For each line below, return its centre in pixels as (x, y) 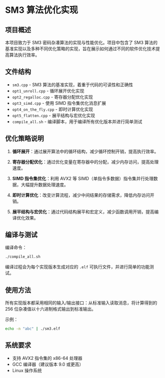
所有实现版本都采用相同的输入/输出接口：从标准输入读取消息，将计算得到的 (81, 303)
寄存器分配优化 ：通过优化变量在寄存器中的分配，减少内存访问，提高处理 (85, 162)
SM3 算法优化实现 (42, 10)
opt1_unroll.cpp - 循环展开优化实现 (48, 91)
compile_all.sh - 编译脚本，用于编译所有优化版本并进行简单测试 (77, 122)
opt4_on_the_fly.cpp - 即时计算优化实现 (53, 109)
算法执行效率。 (24, 55)
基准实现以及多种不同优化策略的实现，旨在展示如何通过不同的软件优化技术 (80, 49)
